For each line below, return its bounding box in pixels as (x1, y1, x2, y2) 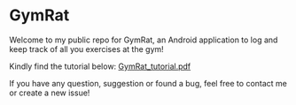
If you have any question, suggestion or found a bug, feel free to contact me (9, 78, 288, 88)
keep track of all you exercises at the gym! (9, 43, 164, 54)
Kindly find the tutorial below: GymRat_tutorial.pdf (9, 61, 191, 71)
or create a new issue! (9, 87, 90, 98)
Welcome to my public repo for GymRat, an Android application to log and (9, 34, 278, 45)
